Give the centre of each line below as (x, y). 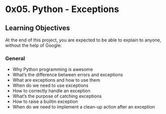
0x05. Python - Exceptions (62, 9)
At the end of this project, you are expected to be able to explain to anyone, (83, 40)
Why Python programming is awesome (53, 70)
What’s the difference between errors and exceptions (68, 75)
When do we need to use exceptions (51, 85)
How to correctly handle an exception (51, 91)
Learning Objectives (38, 28)
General (15, 58)
